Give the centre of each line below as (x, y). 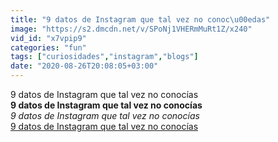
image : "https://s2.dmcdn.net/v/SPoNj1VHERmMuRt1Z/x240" (131, 29)
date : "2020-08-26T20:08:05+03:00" (84, 66)
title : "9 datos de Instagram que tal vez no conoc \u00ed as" (140, 19)
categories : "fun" (48, 47)
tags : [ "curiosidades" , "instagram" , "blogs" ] (104, 57)
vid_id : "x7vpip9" (48, 38)
